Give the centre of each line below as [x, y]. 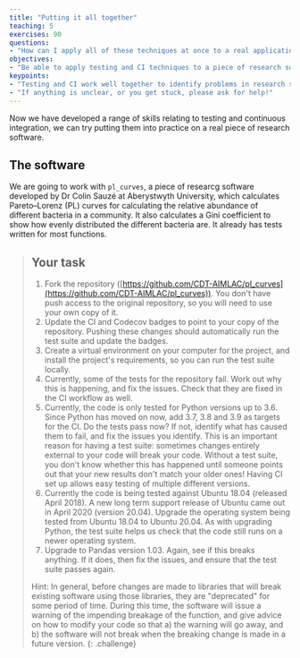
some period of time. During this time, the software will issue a [146, 606]
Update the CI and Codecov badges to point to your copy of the [162, 322]
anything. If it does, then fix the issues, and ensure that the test [160, 560]
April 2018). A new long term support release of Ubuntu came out [165, 503]
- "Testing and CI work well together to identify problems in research [147, 84]
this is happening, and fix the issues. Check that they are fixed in [163, 389]
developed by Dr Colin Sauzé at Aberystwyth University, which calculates [144, 196]
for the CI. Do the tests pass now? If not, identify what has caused [166, 427]
